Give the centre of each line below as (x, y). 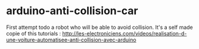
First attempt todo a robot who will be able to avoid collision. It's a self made (100, 27)
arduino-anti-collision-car (72, 11)
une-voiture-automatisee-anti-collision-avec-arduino (71, 40)
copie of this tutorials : (34, 33)
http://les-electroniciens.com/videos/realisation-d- (125, 33)
